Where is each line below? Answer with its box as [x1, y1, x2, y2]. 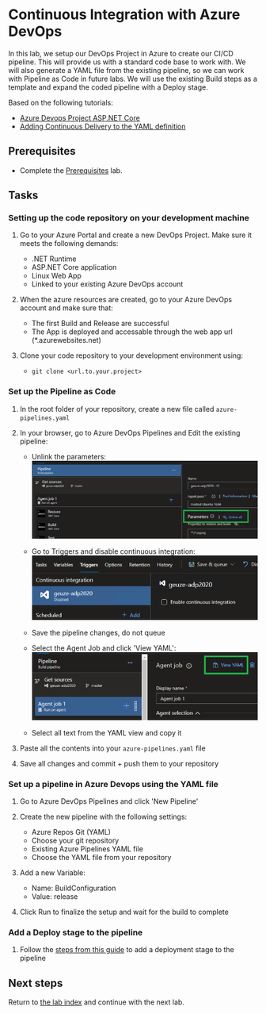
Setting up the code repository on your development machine [8, 213, 249, 224]
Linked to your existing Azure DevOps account [31, 279, 184, 289]
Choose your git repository [31, 835, 120, 846]
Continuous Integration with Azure [8, 6, 241, 24]
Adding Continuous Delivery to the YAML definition [19, 121, 186, 131]
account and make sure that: [19, 303, 113, 313]
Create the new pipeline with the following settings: [19, 812, 188, 822]
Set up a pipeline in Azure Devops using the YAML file [8, 778, 219, 789]
